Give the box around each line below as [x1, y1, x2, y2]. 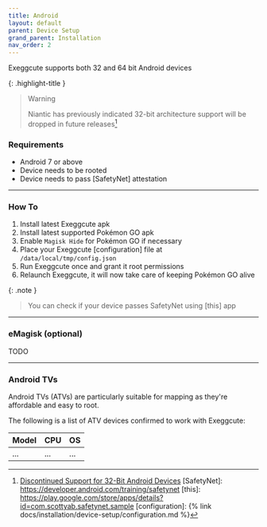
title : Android [8, 11, 59, 20]
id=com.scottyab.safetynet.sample [19, 501, 134, 510]
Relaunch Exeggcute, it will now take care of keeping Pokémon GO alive [19, 270, 256, 279]
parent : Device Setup [8, 26, 80, 34]
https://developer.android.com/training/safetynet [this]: [19, 484, 201, 494]
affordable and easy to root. [8, 400, 99, 410]
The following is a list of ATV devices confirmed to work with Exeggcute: [8, 416, 246, 425]
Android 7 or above [19, 157, 83, 167]
